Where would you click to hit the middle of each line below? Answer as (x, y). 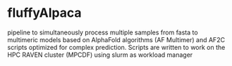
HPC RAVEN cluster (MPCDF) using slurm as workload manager (100, 55)
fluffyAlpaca (44, 13)
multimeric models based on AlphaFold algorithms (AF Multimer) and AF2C (116, 39)
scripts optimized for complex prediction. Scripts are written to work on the (116, 47)
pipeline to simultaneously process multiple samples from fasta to (103, 32)
